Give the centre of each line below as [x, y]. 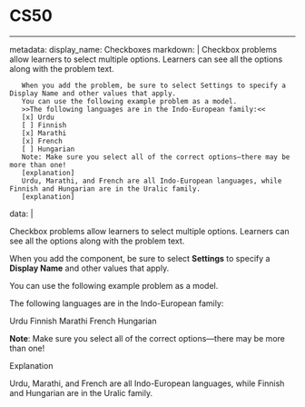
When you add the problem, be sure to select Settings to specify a [153, 85]
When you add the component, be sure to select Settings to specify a [140, 258]
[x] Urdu [38, 117]
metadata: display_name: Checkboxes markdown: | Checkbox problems [143, 49]
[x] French [42, 141]
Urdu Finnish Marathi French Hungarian [83, 321]
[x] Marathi [44, 133]
